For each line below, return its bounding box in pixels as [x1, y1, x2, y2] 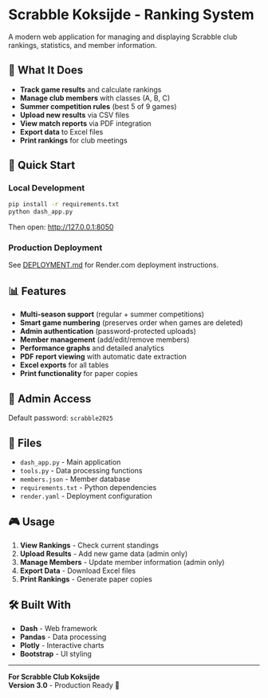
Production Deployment [8, 242, 103, 253]
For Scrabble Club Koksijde [8, 672, 100, 681]
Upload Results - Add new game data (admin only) [19, 548, 188, 559]
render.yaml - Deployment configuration [19, 491, 153, 500]
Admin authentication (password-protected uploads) [19, 327, 197, 336]
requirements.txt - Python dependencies [19, 482, 157, 492]
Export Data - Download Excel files [19, 566, 136, 575]
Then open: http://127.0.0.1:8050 [8, 222, 114, 232]
